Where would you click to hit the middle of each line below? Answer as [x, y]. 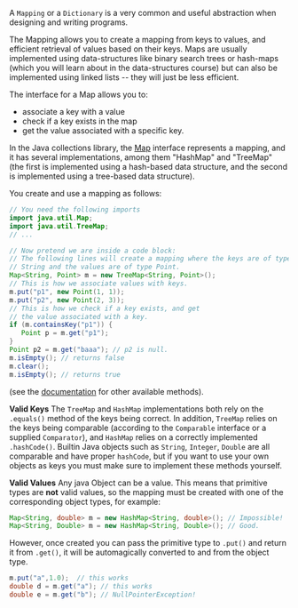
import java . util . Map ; [51, 218]
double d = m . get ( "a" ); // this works [81, 587]
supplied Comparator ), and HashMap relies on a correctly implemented [134, 437]
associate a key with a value [74, 112]
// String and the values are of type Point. [94, 267]
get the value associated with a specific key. [103, 131]
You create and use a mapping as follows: [86, 193]
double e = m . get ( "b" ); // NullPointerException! [103, 595]
